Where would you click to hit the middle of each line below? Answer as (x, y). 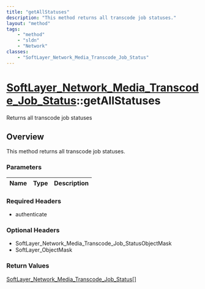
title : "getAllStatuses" (38, 12)
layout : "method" (28, 23)
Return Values (28, 266)
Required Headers (34, 201)
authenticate (31, 214)
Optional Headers (33, 230)
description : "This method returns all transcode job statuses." (91, 18)
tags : (13, 29)
